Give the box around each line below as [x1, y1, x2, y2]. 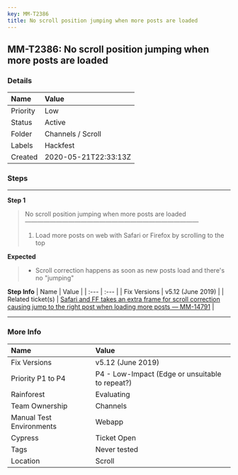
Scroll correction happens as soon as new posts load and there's [35, 266, 225, 275]
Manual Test [11, 413, 52, 422]
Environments [11, 421, 57, 431]
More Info [7, 327, 42, 337]
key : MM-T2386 [7, 10, 50, 18]
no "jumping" [35, 274, 74, 283]
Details [7, 75, 33, 85]
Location [11, 456, 40, 466]
